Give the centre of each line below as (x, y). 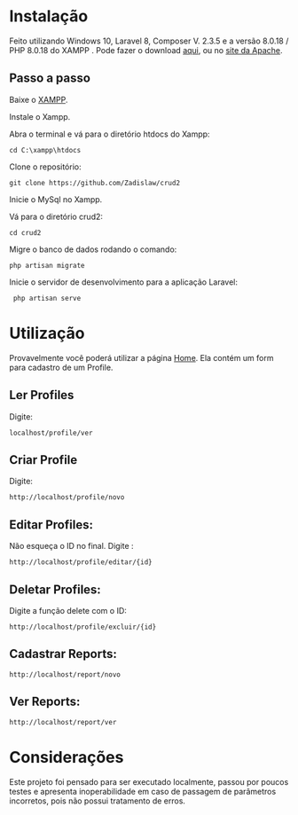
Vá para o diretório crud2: (56, 216)
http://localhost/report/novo (65, 674)
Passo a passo (50, 78)
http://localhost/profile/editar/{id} (81, 562)
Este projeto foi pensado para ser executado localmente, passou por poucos (149, 781)
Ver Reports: (45, 702)
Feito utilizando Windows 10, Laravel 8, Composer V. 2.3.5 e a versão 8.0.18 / (149, 41)
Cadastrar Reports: (63, 654)
